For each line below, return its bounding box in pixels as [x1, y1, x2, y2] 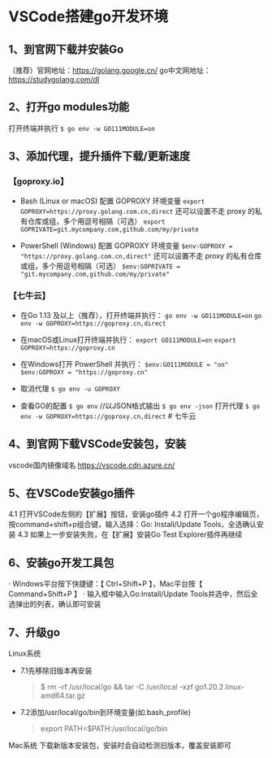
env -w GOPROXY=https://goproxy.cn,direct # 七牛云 [19, 411, 196, 420]
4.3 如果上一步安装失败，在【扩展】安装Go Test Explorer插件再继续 [17, 529, 243, 539]
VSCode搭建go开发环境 [8, 7, 169, 26]
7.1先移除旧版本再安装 [19, 666, 93, 676]
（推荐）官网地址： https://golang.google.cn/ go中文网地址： [8, 66, 211, 75]
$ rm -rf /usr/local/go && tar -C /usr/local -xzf [40, 682, 193, 692]
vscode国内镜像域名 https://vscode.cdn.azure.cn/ [8, 460, 175, 470]
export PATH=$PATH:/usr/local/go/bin [40, 724, 168, 734]
